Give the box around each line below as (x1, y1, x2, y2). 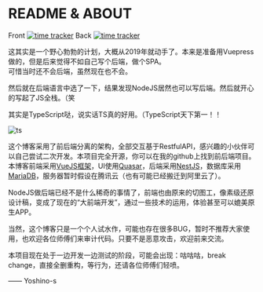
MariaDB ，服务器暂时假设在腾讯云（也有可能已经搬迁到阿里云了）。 (8, 170, 225, 181)
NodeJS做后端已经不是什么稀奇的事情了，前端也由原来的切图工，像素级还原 (8, 188, 254, 197)
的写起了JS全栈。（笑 (8, 93, 75, 102)
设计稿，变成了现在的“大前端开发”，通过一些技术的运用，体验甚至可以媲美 (8, 197, 249, 206)
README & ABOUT (8, 5, 132, 23)
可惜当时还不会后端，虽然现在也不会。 (8, 66, 132, 75)
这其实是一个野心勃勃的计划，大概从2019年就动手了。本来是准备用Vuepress (8, 46, 254, 56)
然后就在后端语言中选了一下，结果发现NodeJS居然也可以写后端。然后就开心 (8, 83, 254, 93)
